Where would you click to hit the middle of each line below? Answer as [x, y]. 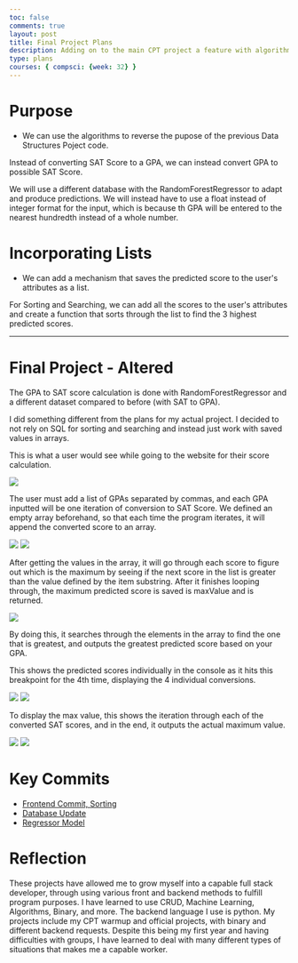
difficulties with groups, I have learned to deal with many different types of [145, 940]
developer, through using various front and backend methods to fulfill [136, 892]
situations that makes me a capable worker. [89, 949]
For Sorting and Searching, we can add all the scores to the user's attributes [149, 304]
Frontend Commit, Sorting [69, 803]
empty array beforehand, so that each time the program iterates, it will [137, 518]
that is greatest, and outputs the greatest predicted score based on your [141, 643]
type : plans [31, 59]
